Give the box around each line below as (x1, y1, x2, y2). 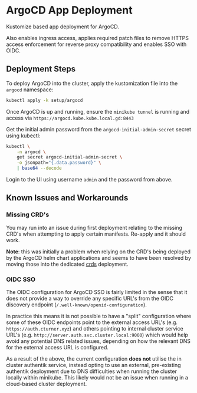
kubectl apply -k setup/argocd (6, 97, 83, 103)
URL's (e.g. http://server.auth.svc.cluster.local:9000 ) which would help (6, 331, 189, 338)
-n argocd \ (17, 148, 46, 155)
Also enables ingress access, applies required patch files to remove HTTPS (6, 34, 189, 41)
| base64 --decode (17, 166, 62, 171)
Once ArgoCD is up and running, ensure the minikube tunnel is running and (6, 108, 190, 115)
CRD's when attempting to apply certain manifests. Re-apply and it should (6, 230, 186, 237)
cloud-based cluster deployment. (6, 380, 87, 387)
